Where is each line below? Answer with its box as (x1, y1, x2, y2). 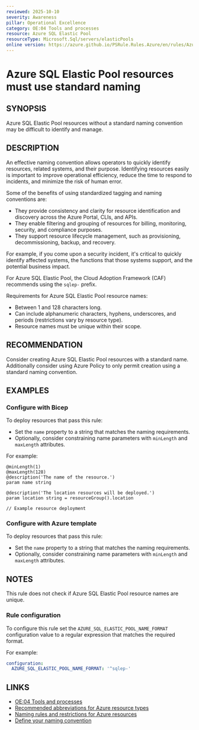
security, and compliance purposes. (14, 226, 102, 233)
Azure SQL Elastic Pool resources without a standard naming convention (6, 119, 183, 127)
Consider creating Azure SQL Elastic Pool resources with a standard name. (6, 355, 188, 363)
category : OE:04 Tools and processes (6, 25, 99, 32)
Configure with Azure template (6, 520, 97, 528)
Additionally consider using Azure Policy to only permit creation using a (6, 362, 181, 369)
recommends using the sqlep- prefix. (6, 281, 97, 288)
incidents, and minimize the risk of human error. (6, 178, 123, 185)
